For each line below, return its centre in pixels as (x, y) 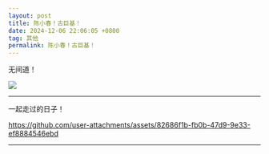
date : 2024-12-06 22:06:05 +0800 (64, 30)
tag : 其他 (23, 38)
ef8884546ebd (33, 134)
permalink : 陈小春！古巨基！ (52, 46)
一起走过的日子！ (36, 109)
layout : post (30, 16)
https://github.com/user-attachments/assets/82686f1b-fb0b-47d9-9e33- (129, 125)
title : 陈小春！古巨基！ (45, 23)
